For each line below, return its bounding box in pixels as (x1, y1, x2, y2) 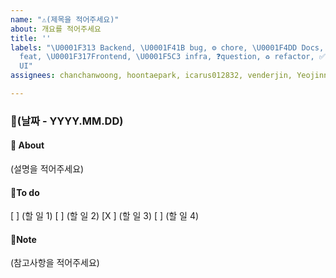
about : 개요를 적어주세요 (10, 24, 102, 34)
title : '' (10, 33, 52, 43)
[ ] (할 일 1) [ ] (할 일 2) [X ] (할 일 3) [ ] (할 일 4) (10, 210, 200, 222)
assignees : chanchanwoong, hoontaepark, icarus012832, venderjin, (10, 71, 293, 81)
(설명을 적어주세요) (10, 163, 85, 175)
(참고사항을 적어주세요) (10, 257, 100, 269)
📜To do (10, 186, 40, 198)
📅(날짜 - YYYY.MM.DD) (10, 114, 124, 128)
